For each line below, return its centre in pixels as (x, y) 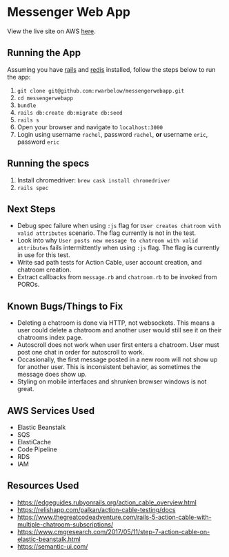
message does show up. (52, 375)
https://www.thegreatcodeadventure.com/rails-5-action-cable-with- (114, 517)
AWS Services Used (51, 411)
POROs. (28, 285)
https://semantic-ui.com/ (52, 546)
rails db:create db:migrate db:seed (70, 113)
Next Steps (31, 209)
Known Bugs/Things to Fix (65, 306)
